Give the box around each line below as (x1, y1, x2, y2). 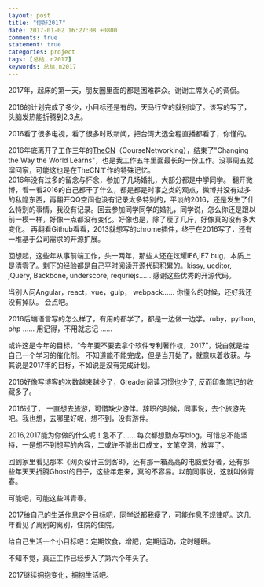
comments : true (8, 33, 58, 42)
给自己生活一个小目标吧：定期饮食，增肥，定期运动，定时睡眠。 (8, 537, 214, 546)
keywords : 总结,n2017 (8, 63, 77, 71)
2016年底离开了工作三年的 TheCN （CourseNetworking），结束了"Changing (8, 145, 249, 154)
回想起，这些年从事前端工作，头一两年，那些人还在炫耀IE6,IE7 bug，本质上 (8, 251, 251, 260)
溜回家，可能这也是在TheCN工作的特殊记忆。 (8, 165, 156, 174)
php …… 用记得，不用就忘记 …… (8, 324, 112, 333)
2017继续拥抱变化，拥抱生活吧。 (8, 570, 113, 579)
